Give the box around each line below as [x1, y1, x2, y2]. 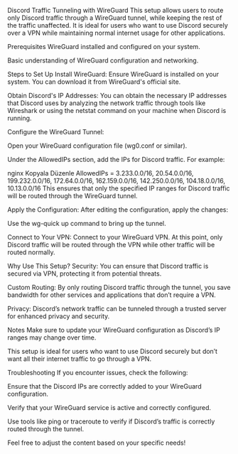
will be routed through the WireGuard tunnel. [7, 192, 138, 200]
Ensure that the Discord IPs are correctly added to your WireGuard [7, 382, 202, 390]
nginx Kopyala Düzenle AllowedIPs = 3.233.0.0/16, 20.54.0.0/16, [7, 169, 194, 177]
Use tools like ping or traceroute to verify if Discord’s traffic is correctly [7, 417, 215, 426]
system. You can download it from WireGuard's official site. [7, 77, 181, 86]
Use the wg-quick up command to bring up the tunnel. [7, 220, 166, 227]
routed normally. [7, 248, 55, 256]
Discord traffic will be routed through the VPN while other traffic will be [7, 241, 215, 249]
